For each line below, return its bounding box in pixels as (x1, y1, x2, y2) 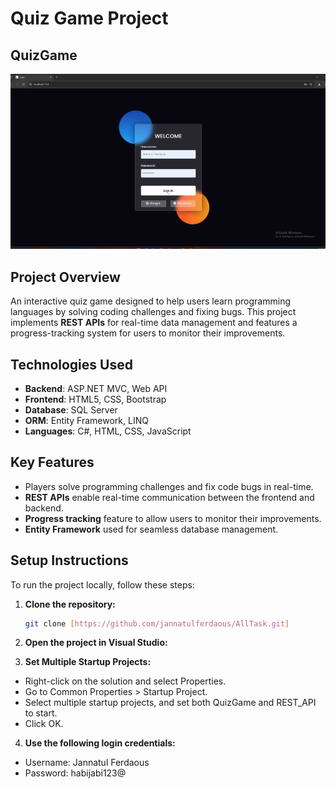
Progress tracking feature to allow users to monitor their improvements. (24, 512, 322, 524)
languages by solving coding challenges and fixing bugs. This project (10, 306, 297, 318)
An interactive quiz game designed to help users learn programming (10, 295, 291, 307)
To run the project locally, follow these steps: (10, 578, 195, 591)
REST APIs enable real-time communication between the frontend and (24, 491, 315, 503)
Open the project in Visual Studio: (24, 637, 168, 649)
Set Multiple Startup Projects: (24, 656, 152, 668)
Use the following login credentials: (24, 737, 176, 749)
